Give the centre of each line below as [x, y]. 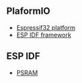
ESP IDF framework [44, 35]
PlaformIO [28, 11]
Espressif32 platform [46, 27]
